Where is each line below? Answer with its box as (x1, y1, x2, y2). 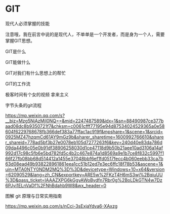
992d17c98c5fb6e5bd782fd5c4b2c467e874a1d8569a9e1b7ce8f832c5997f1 (5, 150, 164, 156)
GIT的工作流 (5, 81, 31, 87)
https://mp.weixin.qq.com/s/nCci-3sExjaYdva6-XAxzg (5, 203, 118, 209)
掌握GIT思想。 (5, 38, 35, 44)
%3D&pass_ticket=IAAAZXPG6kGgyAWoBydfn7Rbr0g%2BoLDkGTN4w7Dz (5, 177, 163, 183)
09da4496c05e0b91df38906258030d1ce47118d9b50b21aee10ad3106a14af (5, 145, 163, 151)
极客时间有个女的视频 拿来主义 (5, 91, 69, 97)
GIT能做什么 (5, 59, 31, 65)
